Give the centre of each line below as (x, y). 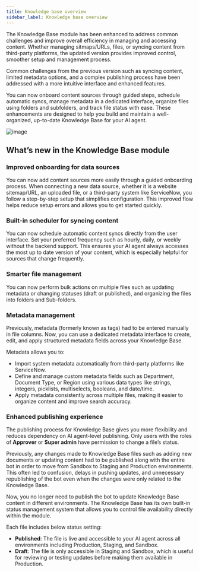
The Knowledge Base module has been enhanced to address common (92, 34)
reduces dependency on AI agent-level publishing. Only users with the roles (99, 436)
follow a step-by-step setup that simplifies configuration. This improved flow (100, 199)
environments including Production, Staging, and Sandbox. (87, 545)
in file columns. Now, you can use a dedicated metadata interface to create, (99, 334)
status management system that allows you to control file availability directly (99, 509)
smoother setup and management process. (59, 59)
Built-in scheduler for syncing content (62, 221)
